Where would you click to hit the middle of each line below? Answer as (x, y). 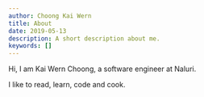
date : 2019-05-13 (37, 31)
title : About (30, 23)
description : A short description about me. (84, 38)
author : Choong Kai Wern (50, 16)
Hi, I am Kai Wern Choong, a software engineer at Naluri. (102, 69)
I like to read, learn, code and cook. (67, 85)
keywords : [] (30, 46)
